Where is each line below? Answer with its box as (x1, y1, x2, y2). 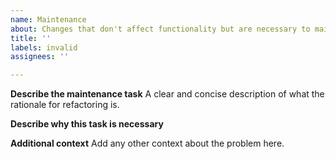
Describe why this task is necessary (10, 118, 164, 130)
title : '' (10, 33, 52, 43)
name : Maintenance (10, 14, 87, 25)
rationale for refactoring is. (10, 99, 120, 111)
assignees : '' (10, 52, 70, 62)
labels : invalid (10, 42, 78, 53)
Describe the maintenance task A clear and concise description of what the (10, 88, 325, 100)
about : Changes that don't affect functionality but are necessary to (10, 24, 311, 34)
